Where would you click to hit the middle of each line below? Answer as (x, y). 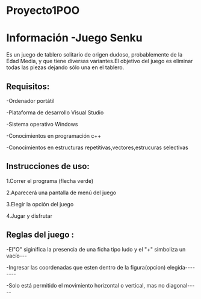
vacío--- (17, 256)
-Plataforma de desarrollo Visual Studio (55, 113)
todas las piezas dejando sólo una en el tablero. (65, 67)
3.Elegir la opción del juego (40, 204)
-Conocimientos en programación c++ (54, 135)
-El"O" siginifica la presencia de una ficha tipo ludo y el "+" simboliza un (96, 249)
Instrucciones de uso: (48, 166)
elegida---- (181, 267)
